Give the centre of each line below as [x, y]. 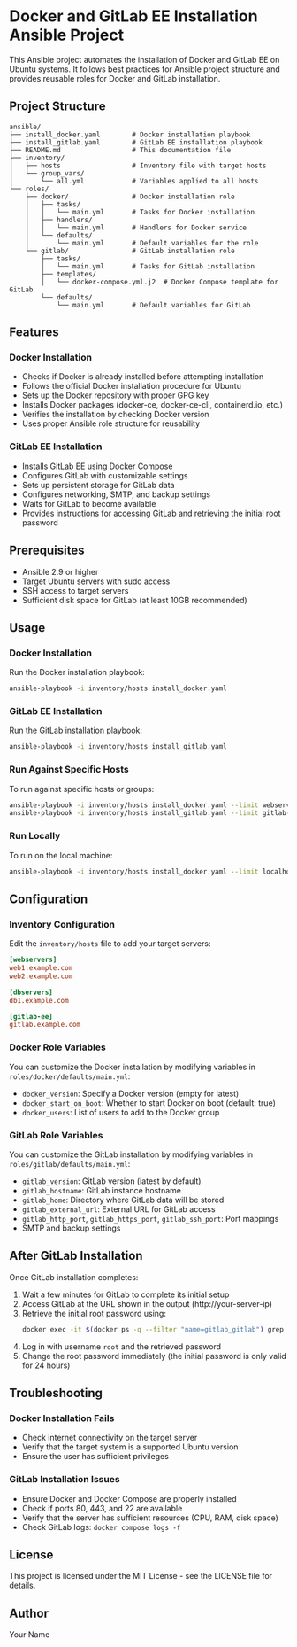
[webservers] [33, 960]
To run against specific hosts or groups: [82, 789]
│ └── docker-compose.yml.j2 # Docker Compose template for [160, 282]
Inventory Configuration [62, 924]
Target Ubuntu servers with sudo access [96, 581]
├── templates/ [69, 274]
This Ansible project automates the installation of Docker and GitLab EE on [145, 59]
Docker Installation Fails [62, 1418]
